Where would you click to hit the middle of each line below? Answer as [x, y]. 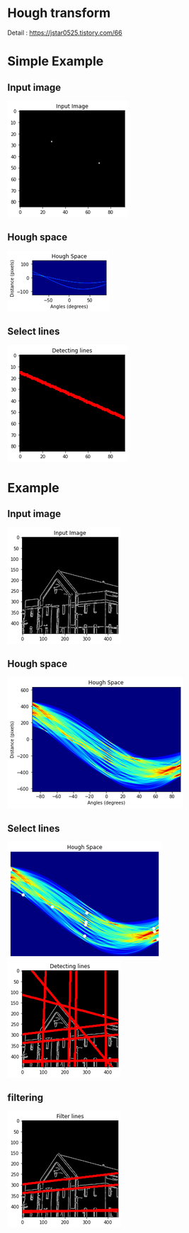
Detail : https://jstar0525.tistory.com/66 [65, 33]
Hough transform [59, 13]
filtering [25, 1097]
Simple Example [56, 61]
